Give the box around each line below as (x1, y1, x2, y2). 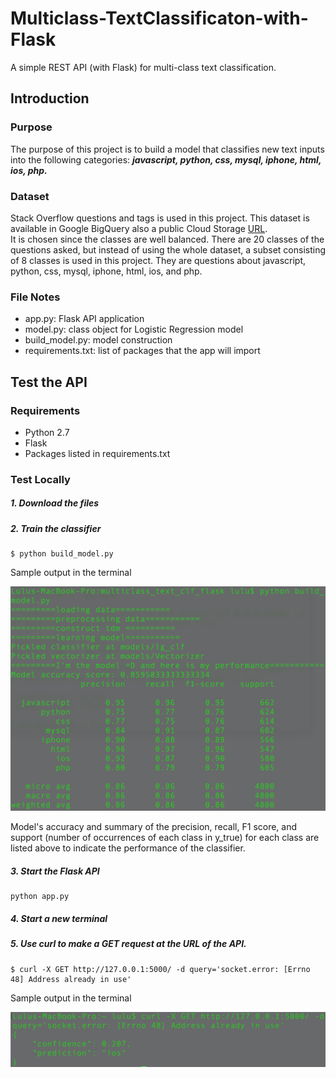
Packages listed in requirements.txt (24, 447, 171, 459)
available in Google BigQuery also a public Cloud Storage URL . (10, 222, 268, 234)
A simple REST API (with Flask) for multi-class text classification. (10, 61, 277, 73)
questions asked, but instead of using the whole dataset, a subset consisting (10, 243, 326, 256)
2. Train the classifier (10, 522, 102, 534)
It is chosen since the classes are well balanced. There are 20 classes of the (10, 233, 325, 245)
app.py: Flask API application (24, 313, 145, 325)
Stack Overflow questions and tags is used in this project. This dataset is (10, 212, 310, 224)
